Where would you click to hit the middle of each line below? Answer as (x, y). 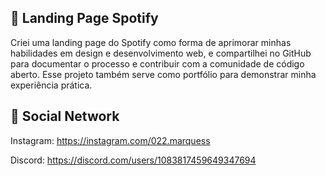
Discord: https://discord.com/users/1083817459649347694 (133, 160)
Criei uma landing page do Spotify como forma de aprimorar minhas (151, 42)
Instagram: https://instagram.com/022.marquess (110, 140)
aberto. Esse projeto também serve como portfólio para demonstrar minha (163, 74)
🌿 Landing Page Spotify (84, 18)
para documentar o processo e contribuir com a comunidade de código (157, 63)
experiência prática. (51, 85)
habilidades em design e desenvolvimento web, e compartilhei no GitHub (161, 53)
